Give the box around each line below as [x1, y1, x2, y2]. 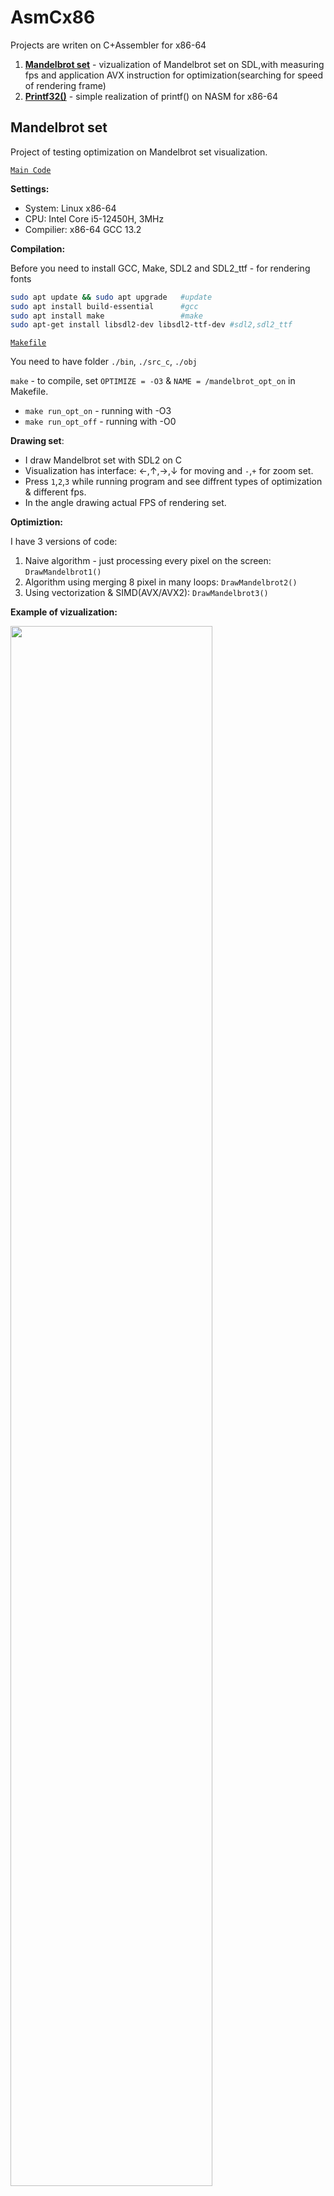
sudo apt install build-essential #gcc [10, 301, 199, 311]
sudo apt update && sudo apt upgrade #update [10, 292, 213, 302]
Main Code [10, 165, 52, 175]
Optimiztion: [10, 516, 64, 528]
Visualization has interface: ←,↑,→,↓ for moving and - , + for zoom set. [24, 465, 314, 477]
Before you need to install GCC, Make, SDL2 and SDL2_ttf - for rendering [10, 262, 311, 274]
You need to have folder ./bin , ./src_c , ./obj [10, 356, 198, 368]
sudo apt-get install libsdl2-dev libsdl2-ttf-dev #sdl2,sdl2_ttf [10, 320, 293, 330]
